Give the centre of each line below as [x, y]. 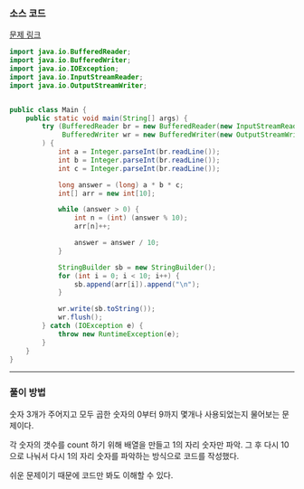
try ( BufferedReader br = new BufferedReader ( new [137, 127]
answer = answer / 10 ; [117, 243]
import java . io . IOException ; [64, 69]
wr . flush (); [80, 317]
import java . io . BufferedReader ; [70, 52]
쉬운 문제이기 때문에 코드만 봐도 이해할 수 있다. [91, 475]
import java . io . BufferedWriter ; [70, 61]
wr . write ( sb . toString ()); [106, 309]
